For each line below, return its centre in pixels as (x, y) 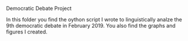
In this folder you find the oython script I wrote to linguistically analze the (94, 19)
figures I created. (27, 32)
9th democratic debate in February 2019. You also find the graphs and (91, 26)
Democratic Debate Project (39, 8)
